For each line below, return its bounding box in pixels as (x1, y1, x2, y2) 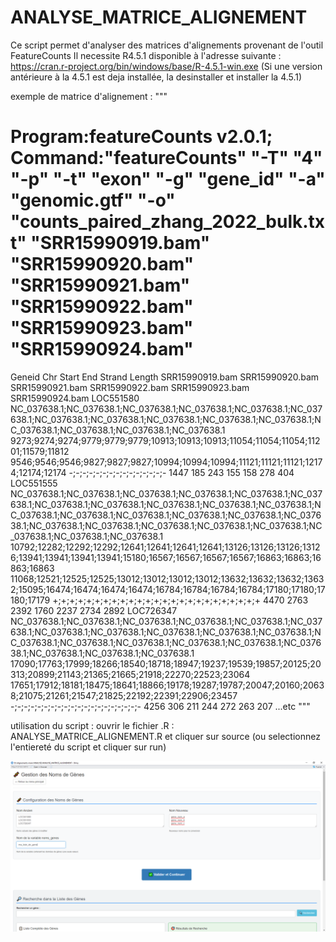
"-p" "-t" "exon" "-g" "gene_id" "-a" (10, 168, 326, 191)
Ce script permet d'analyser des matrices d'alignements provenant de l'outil (10, 39, 324, 51)
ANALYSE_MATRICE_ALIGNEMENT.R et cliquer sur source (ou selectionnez (10, 730, 321, 742)
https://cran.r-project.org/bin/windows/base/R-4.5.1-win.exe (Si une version (10, 60, 323, 72)
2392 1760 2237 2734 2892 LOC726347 (10, 604, 178, 616)
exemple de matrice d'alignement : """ (10, 90, 168, 102)
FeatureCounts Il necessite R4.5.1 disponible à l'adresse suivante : (10, 49, 282, 61)
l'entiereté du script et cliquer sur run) (10, 741, 167, 753)
